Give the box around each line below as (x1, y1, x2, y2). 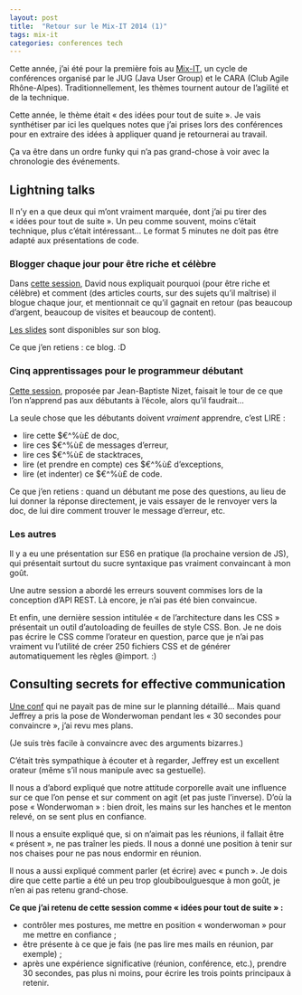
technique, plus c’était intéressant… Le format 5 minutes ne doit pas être (9, 225, 278, 236)
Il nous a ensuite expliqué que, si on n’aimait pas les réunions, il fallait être (9, 829, 285, 839)
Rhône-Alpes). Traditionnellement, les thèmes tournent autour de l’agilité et (9, 82, 289, 93)
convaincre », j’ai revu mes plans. (9, 720, 134, 731)
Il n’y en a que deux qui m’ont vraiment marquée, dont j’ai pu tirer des (9, 206, 267, 217)
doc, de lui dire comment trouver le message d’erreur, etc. (9, 505, 226, 516)
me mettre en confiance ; (22, 929, 117, 940)
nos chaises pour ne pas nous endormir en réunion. (9, 848, 202, 858)
